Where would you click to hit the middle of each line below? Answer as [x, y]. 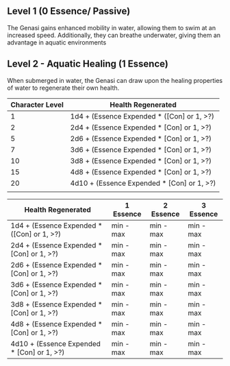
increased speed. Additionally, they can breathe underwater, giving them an [114, 35]
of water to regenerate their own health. [63, 88]
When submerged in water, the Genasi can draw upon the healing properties [115, 80]
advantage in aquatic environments [57, 42]
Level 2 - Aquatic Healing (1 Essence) [88, 64]
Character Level [37, 104]
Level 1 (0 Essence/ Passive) [69, 11]
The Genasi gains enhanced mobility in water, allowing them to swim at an [112, 27]
